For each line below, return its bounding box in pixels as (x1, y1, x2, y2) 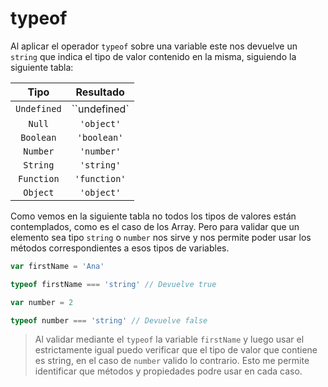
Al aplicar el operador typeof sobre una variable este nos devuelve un (10, 40, 298, 52)
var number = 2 (10, 297, 74, 307)
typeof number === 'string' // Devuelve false (10, 315, 208, 326)
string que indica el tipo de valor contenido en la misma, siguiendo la (10, 50, 297, 62)
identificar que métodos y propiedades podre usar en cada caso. (34, 365, 303, 377)
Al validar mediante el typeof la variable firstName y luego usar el (34, 333, 305, 346)
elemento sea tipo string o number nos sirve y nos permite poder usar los (10, 231, 312, 243)
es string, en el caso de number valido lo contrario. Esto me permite (34, 355, 310, 367)
